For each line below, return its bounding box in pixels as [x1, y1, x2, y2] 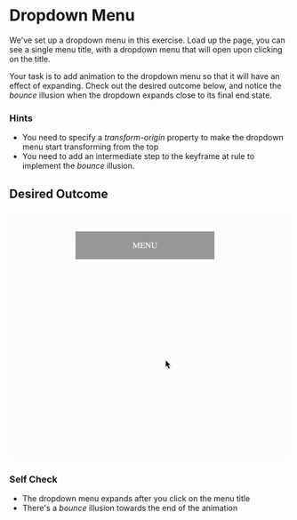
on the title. [9, 53, 51, 64]
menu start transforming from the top [21, 141, 159, 152]
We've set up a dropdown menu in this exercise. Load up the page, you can [9, 35, 286, 45]
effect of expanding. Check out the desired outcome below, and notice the [9, 80, 282, 91]
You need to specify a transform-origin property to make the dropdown [21, 132, 284, 143]
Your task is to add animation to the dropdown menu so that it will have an [9, 70, 280, 81]
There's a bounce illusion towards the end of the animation [21, 503, 238, 514]
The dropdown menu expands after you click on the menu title [21, 493, 251, 504]
